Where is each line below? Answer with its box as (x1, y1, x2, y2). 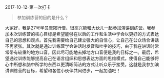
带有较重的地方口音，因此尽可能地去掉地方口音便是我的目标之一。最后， (9, 49, 155, 55)
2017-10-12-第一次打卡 (5, 4, 51, 10)
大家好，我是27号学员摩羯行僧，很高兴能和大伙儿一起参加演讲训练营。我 (5, 25, 151, 31)
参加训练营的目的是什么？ (17, 15, 69, 20)
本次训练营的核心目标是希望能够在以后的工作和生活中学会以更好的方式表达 (9, 31, 159, 37)
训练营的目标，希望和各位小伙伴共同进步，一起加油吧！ (9, 68, 121, 73)
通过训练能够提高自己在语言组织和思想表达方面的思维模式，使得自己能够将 (9, 56, 159, 61)
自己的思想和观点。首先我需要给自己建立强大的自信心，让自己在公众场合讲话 (5, 37, 159, 43)
